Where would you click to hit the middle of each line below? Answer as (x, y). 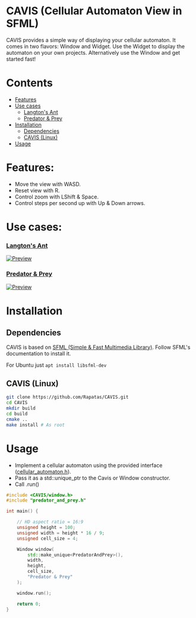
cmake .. (17, 419)
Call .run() (27, 484)
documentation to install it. (39, 353)
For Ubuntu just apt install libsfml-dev (56, 365)
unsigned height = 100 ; (46, 528)
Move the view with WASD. (48, 184)
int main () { (22, 511)
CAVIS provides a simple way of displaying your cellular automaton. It (91, 40)
